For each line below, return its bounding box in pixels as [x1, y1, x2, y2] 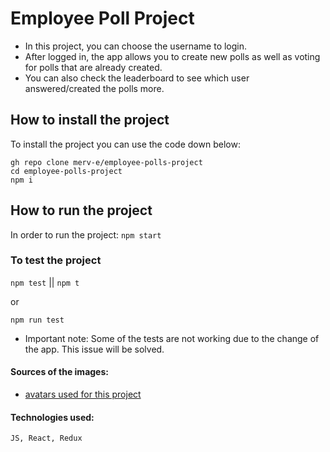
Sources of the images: [10, 366, 109, 378]
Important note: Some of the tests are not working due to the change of [24, 332, 320, 344]
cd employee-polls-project [10, 166, 123, 176]
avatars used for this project [24, 388, 142, 401]
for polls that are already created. [24, 61, 163, 73]
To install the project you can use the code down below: [10, 138, 241, 150]
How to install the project [10, 112, 170, 129]
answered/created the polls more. [24, 82, 165, 94]
